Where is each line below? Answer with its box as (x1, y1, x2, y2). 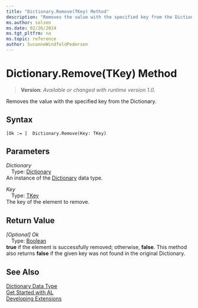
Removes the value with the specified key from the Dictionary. (6, 98, 157, 105)
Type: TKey (11, 192, 39, 199)
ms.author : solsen (6, 19, 51, 25)
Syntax (6, 115, 33, 125)
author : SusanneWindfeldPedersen (6, 42, 88, 48)
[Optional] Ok (6, 231, 39, 239)
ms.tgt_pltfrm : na (6, 31, 51, 37)
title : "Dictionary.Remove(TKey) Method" (6, 8, 110, 15)
